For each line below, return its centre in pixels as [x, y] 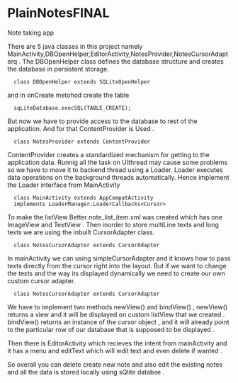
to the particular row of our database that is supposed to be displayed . [111, 329]
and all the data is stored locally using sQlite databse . [86, 372]
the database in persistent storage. [58, 69]
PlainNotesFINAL [58, 13]
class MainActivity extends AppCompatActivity [84, 198]
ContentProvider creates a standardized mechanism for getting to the [109, 154]
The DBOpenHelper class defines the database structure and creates [123, 61]
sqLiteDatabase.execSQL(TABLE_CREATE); [73, 108]
